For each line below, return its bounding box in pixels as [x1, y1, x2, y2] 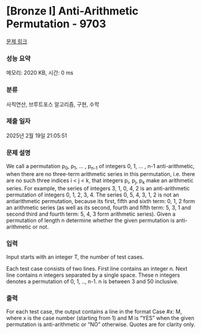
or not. [32, 223, 49, 230]
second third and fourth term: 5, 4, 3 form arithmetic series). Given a [6, 210, 176, 218]
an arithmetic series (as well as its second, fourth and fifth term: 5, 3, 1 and [6, 204, 191, 211]
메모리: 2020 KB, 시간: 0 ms [6, 69, 73, 77]
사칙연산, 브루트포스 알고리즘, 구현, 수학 [6, 101, 99, 108]
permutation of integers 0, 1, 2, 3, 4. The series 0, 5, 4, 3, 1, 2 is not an [6, 191, 179, 198]
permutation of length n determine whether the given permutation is [6, 216, 175, 224]
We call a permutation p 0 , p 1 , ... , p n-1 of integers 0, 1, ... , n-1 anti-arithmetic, [6, 163, 195, 171]
